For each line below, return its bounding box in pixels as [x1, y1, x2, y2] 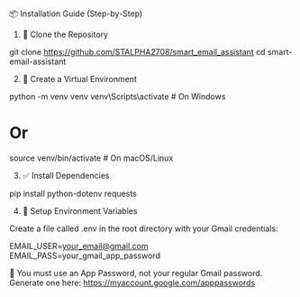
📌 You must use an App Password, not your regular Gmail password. [9, 267, 263, 278]
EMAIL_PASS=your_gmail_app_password [9, 250, 160, 261]
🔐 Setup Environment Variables [22, 205, 138, 216]
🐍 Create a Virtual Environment [22, 74, 137, 84]
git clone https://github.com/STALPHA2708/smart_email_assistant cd [9, 47, 266, 57]
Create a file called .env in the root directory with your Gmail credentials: [9, 223, 278, 234]
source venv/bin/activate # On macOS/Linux [9, 153, 174, 163]
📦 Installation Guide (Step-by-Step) [9, 8, 143, 19]
